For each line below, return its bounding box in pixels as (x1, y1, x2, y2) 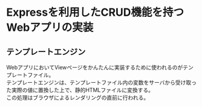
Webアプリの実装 (6, 21, 94, 34)
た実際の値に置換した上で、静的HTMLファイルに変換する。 (6, 86, 154, 94)
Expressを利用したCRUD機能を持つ (6, 5, 184, 19)
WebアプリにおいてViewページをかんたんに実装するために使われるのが (6, 64, 183, 71)
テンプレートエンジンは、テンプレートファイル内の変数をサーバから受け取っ (6, 79, 197, 86)
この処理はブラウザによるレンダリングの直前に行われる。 (6, 94, 149, 101)
